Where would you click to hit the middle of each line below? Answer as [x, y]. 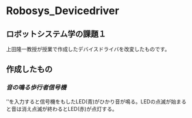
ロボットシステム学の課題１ [56, 34]
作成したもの [29, 70]
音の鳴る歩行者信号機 [36, 87]
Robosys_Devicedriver [63, 11]
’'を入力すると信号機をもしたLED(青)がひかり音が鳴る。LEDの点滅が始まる [96, 102]
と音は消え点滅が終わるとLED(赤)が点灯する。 [62, 109]
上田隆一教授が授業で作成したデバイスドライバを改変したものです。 [88, 49]
